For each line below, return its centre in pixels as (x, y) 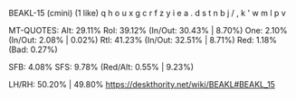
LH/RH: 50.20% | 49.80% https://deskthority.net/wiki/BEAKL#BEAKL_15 (142, 84)
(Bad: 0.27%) (33, 49)
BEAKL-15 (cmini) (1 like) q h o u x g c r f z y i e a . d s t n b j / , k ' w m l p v (147, 13)
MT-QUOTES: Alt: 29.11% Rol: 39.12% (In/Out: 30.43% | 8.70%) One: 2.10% (148, 30)
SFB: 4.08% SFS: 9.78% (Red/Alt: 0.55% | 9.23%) (101, 67)
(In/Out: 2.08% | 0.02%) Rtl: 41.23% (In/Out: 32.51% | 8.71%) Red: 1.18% (143, 40)
